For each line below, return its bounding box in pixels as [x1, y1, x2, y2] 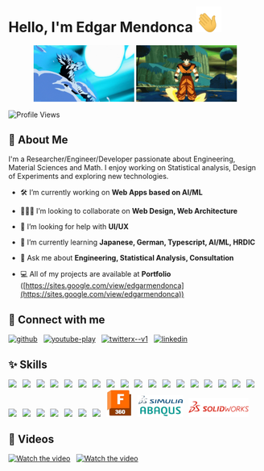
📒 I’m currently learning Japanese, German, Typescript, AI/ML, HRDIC [19, 237, 256, 248]
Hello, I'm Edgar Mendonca [8, 19, 193, 36]
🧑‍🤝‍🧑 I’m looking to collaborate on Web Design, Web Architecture [19, 206, 238, 216]
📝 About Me [8, 132, 68, 147]
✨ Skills [8, 357, 48, 371]
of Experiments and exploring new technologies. [8, 172, 169, 181]
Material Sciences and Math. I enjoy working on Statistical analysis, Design [8, 163, 256, 173]
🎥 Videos [8, 432, 55, 446]
